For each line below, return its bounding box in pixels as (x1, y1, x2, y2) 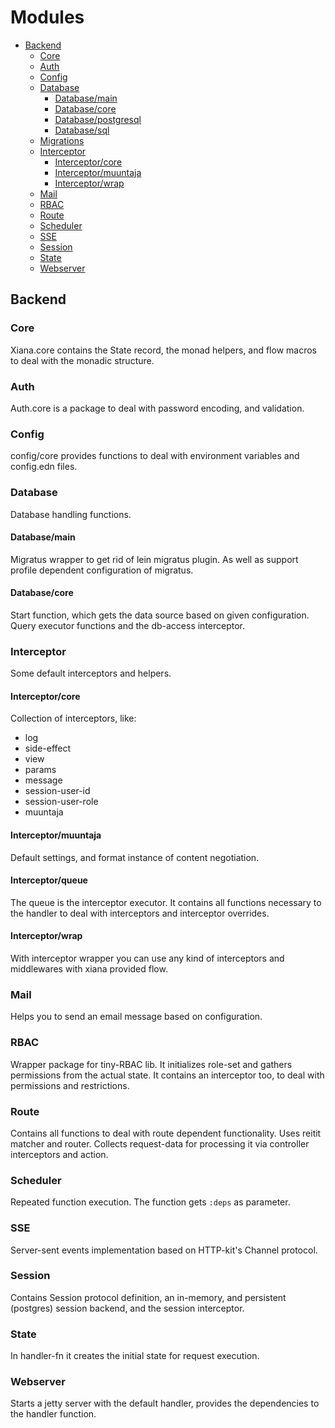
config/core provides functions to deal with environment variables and (10, 450, 300, 462)
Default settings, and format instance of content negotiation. (10, 851, 260, 863)
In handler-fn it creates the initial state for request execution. (10, 1350, 260, 1362)
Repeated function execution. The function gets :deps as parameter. (10, 1196, 291, 1208)
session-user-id (24, 785, 91, 797)
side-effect (24, 742, 72, 755)
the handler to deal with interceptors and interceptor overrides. (10, 907, 270, 919)
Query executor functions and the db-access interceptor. (10, 619, 246, 631)
